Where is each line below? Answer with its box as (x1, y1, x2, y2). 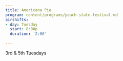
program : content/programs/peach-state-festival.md (5, 12, 118, 17)
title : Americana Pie (5, 7, 52, 13)
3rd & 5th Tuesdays (5, 50, 47, 56)
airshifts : (5, 17, 29, 22)
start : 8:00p (10, 27, 38, 32)
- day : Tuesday (5, 22, 38, 27)
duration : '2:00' (10, 31, 47, 36)
